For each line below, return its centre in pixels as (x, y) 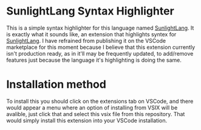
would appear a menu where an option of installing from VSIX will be (92, 108)
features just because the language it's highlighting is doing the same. (94, 60)
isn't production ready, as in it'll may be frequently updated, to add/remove (100, 53)
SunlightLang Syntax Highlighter (90, 11)
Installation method (56, 84)
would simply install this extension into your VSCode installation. (87, 120)
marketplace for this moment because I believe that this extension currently (101, 47)
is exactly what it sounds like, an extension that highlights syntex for (91, 34)
